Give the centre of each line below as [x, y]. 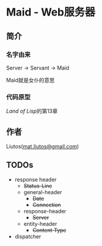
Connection [47, 205]
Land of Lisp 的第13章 [32, 111]
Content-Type [49, 230]
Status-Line [38, 186]
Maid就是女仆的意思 [31, 80]
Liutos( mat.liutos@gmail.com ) [42, 146]
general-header [43, 192]
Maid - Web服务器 [51, 12]
